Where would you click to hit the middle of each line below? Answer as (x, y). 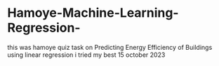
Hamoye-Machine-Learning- (93, 13)
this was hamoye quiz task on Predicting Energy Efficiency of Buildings (110, 47)
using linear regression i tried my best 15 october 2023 (86, 55)
